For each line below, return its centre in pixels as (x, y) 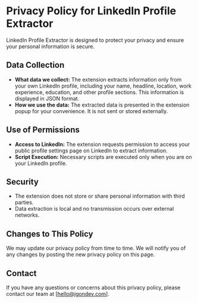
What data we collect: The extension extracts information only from (98, 79)
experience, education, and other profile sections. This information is (99, 92)
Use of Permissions (43, 130)
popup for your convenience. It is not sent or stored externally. (91, 111)
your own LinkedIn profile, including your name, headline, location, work (103, 86)
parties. (24, 202)
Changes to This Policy (50, 234)
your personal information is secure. (51, 46)
